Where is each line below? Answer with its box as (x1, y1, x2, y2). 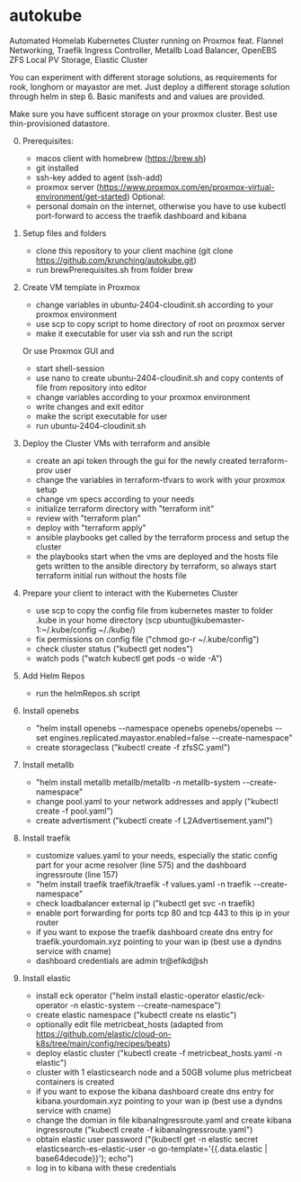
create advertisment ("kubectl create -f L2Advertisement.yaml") (35, 814, 273, 825)
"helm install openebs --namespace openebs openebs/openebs (35, 723, 273, 733)
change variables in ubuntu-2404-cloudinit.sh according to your (35, 299, 274, 310)
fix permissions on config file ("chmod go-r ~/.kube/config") (35, 633, 260, 644)
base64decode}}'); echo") (35, 1152, 134, 1163)
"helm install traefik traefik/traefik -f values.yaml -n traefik (35, 878, 252, 889)
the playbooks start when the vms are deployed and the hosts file (35, 550, 279, 561)
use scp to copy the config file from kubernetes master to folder (35, 605, 274, 615)
